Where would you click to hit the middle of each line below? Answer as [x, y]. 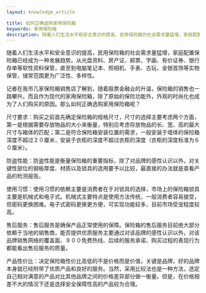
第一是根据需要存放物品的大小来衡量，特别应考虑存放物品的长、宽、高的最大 [103, 125]
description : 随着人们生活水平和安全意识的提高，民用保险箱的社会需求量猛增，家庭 [100, 34]
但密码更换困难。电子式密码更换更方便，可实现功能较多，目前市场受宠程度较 [103, 204]
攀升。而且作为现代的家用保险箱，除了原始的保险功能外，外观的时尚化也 [103, 96]
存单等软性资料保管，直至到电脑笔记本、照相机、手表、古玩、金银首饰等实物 [103, 68]
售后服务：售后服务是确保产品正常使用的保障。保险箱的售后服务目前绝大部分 [103, 225]
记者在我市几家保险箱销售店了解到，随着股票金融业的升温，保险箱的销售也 [100, 89]
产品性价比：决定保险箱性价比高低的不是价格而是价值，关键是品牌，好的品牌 [103, 261]
